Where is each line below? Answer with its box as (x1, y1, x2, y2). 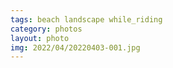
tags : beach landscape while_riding (10, 14, 163, 25)
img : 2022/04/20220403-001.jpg (10, 42, 141, 53)
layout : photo (10, 33, 70, 43)
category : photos (10, 24, 83, 34)
